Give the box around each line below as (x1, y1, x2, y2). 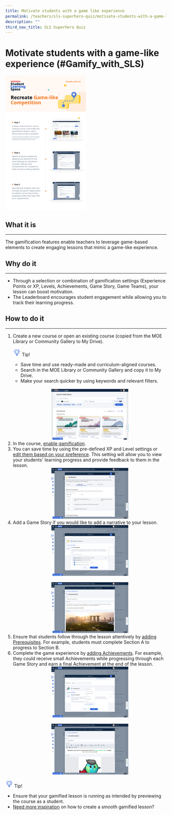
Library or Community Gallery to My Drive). (12, 338, 104, 344)
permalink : (5, 13, 29, 19)
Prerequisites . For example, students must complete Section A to (12, 639, 150, 645)
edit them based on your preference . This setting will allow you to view (12, 451, 162, 457)
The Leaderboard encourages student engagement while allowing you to (12, 294, 167, 300)
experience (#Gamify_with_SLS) (5, 58, 144, 70)
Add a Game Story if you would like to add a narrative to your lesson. (12, 519, 158, 525)
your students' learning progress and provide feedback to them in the (12, 457, 160, 463)
